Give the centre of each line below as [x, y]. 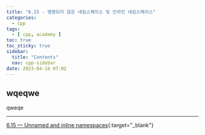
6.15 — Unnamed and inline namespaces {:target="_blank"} [80, 125]
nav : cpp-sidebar [34, 63]
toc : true [19, 40]
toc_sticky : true [28, 46]
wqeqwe [23, 93]
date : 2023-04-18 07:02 [37, 68]
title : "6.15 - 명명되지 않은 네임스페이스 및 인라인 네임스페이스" [81, 12]
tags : [13, 29]
